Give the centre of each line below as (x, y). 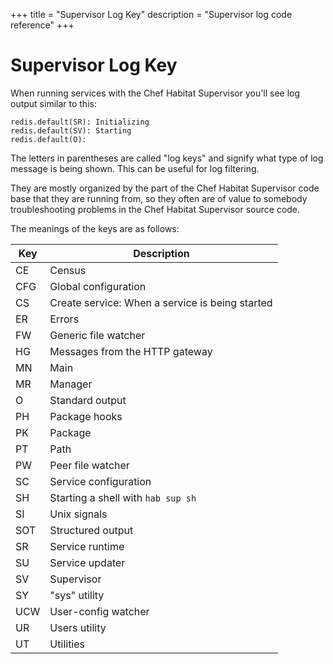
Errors (64, 319)
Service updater (87, 562)
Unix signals (78, 514)
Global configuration (98, 286)
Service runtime (87, 546)
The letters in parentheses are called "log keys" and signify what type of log (167, 158)
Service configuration (100, 481)
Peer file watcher (89, 465)
